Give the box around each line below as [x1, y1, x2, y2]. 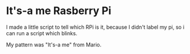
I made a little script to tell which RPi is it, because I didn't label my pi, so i [6, 23, 185, 31]
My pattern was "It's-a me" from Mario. [6, 41, 102, 48]
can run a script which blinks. [6, 29, 78, 36]
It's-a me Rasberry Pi [6, 4, 112, 18]
